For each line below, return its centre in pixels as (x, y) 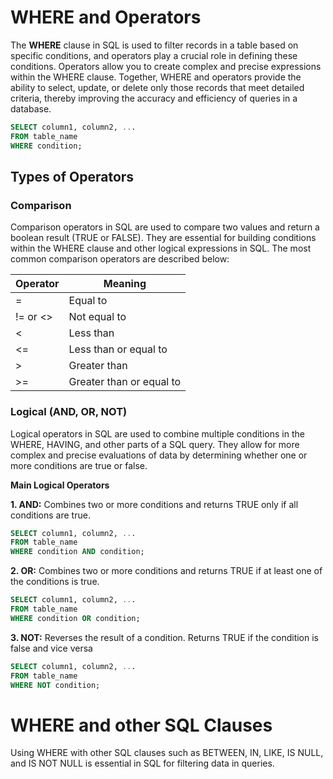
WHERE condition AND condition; (77, 552)
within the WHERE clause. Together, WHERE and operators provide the (156, 77)
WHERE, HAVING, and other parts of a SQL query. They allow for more (155, 444)
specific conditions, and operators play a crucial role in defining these (154, 55)
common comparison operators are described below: (120, 259)
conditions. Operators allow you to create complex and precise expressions (166, 66)
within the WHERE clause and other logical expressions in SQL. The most (161, 248)
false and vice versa (51, 648)
